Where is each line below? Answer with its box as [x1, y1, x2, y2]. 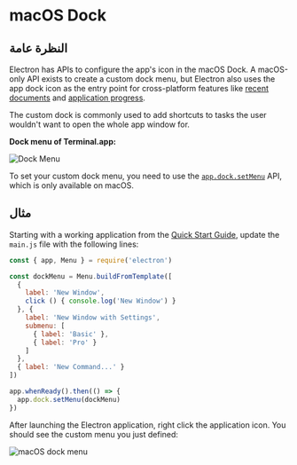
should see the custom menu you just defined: [9, 429, 179, 439]
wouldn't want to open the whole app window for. [9, 119, 191, 130]
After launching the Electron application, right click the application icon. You [9, 419, 286, 430]
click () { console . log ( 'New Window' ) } [25, 296, 176, 306]
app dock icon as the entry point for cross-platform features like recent [9, 83, 269, 93]
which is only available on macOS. [9, 180, 135, 191]
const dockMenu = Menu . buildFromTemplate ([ [9, 272, 173, 280]
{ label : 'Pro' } [32, 338, 98, 347]
